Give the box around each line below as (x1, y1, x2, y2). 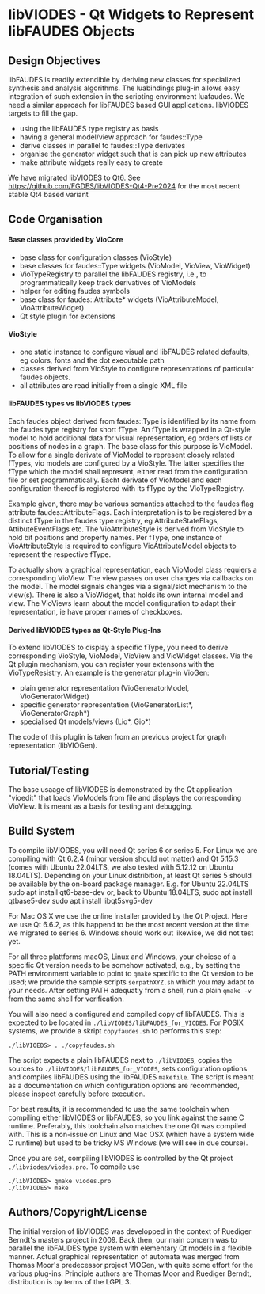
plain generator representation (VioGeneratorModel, (19, 683, 190, 693)
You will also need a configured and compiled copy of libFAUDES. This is (8, 1009, 245, 1018)
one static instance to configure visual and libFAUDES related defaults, (19, 347, 250, 356)
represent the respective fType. (8, 550, 112, 559)
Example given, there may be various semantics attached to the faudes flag (8, 499, 255, 508)
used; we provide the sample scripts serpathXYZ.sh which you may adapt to (8, 976, 255, 987)
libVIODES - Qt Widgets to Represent (8, 6, 255, 24)
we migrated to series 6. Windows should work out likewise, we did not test (8, 928, 254, 938)
